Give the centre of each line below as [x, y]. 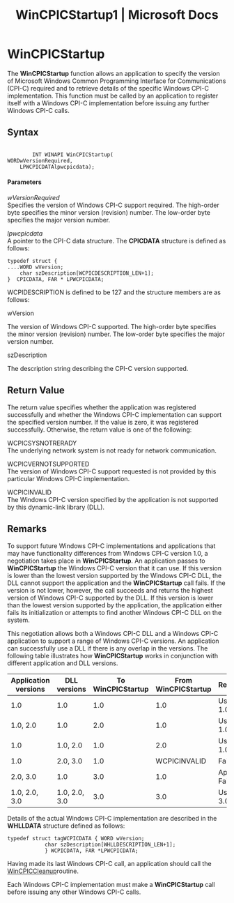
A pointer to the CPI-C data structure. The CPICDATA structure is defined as [117, 241]
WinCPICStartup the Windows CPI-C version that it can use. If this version [114, 568]
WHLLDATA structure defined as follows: [66, 826]
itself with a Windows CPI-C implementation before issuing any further [109, 103]
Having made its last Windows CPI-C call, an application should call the [109, 863]
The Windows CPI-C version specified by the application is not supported [113, 499]
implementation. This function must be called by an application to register [113, 96]
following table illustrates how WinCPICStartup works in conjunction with [113, 655]
